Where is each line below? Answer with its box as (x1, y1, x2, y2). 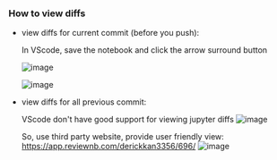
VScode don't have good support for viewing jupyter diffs (21, 114, 235, 125)
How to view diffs (8, 7, 86, 20)
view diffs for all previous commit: (21, 97, 147, 107)
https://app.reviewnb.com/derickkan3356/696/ (21, 141, 196, 152)
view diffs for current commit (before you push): (21, 28, 200, 38)
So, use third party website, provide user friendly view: (21, 131, 225, 142)
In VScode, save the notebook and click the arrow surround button (21, 45, 268, 55)
